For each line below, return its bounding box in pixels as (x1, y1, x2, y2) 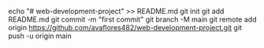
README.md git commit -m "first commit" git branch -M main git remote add (8, 15, 257, 24)
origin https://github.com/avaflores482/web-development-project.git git (8, 23, 243, 32)
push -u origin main (8, 31, 73, 40)
